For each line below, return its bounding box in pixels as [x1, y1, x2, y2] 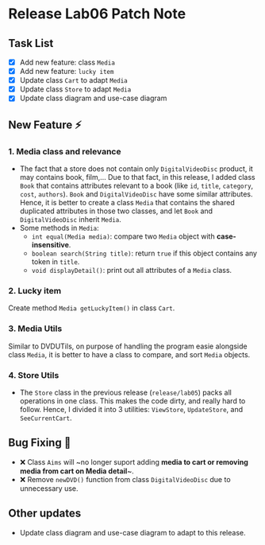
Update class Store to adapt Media [19, 84, 132, 94]
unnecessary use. [19, 483, 79, 493]
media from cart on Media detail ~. [19, 466, 134, 476]
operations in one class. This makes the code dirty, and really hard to [19, 395, 246, 406]
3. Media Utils [8, 323, 63, 334]
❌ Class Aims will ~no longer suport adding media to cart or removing [19, 457, 248, 466]
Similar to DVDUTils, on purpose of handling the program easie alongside [8, 341, 248, 351]
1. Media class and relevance [8, 146, 121, 157]
